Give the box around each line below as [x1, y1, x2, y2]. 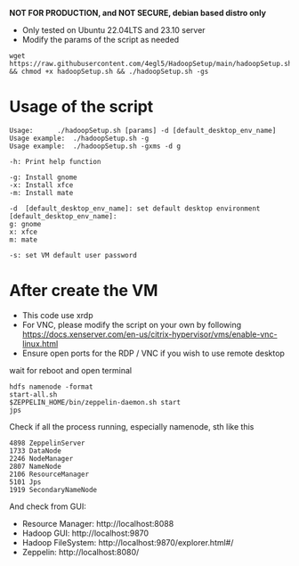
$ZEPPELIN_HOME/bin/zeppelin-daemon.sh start [9, 398, 181, 406]
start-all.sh [9, 390, 58, 399]
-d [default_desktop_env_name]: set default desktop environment [9, 204, 261, 213]
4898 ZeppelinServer [9, 439, 86, 447]
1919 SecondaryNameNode [9, 485, 98, 494]
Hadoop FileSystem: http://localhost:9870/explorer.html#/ [21, 537, 234, 547]
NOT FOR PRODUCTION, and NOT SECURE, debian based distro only [9, 8, 267, 18]
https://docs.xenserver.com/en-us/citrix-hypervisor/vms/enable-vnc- [21, 329, 278, 340]
